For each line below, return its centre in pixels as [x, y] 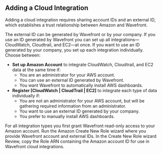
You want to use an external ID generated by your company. [80, 111]
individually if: [26, 96]
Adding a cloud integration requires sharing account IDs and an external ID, [80, 19]
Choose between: [23, 55]
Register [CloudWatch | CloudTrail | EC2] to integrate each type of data [84, 90]
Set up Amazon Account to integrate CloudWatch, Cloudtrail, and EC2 [83, 64]
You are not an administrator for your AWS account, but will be [82, 101]
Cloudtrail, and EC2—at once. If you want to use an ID [86, 45]
